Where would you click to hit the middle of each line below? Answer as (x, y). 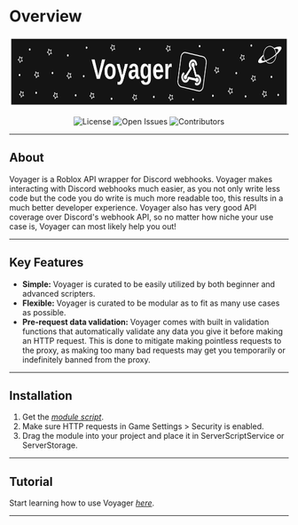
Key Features (47, 262)
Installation (41, 396)
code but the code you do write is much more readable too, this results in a (146, 198)
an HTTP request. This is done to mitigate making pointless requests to (152, 340)
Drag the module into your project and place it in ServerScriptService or (153, 436)
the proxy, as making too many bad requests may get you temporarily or (154, 350)
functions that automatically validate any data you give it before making (153, 331)
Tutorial (31, 481)
